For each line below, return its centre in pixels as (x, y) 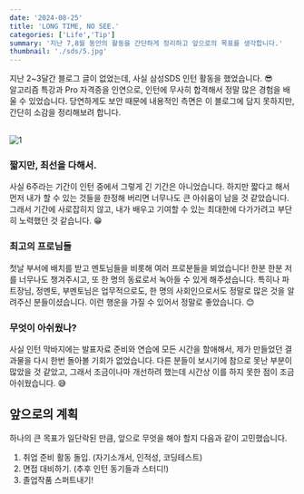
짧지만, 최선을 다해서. (53, 166)
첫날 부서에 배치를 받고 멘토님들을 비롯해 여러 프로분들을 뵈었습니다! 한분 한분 (146, 267)
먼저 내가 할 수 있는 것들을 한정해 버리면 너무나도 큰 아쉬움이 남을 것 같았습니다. (150, 198)
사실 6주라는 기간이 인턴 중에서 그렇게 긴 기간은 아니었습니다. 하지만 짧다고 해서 (150, 187)
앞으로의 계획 (44, 415)
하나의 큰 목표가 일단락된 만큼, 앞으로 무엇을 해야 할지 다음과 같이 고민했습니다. (148, 438)
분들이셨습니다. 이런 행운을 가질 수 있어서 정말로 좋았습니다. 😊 (144, 302)
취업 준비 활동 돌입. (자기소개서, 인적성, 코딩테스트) (113, 457)
